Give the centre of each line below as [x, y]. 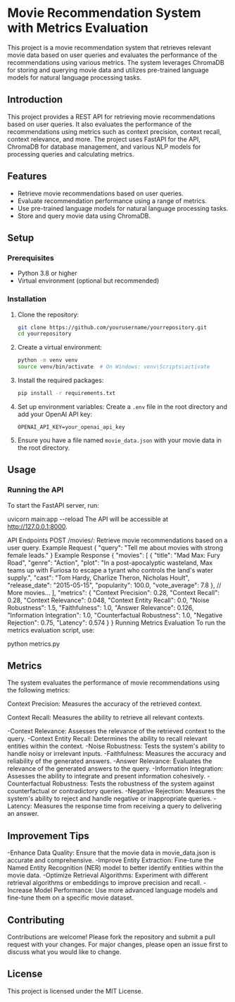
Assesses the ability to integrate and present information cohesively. [107, 776]
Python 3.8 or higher [47, 274]
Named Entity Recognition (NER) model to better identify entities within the [115, 868]
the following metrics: [39, 690]
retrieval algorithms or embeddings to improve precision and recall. [104, 883]
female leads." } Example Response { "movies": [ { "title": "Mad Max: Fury [114, 555]
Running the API [36, 490]
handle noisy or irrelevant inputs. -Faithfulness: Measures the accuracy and [117, 754]
